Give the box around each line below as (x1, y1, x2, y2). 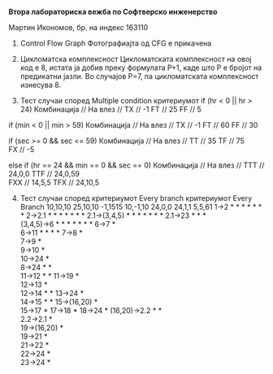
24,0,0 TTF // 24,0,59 (8, 169, 80, 178)
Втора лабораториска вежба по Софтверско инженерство (8, 7, 218, 16)
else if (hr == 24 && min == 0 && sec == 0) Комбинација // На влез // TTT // (8, 160, 265, 170)
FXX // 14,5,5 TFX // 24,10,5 (8, 178, 100, 187)
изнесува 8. (19, 80, 62, 89)
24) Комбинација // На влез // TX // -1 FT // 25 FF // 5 (19, 105, 201, 114)
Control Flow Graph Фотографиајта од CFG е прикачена (19, 38, 212, 48)
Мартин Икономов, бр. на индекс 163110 (8, 23, 149, 32)
